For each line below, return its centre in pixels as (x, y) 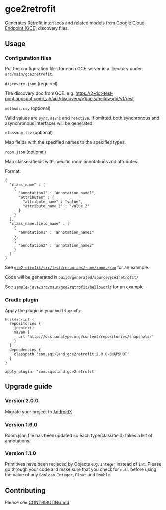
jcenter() (24, 328)
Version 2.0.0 (22, 401)
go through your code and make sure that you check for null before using (81, 469)
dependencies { (25, 350)
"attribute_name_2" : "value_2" (56, 206)
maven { (22, 332)
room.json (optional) (26, 152)
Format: (13, 171)
